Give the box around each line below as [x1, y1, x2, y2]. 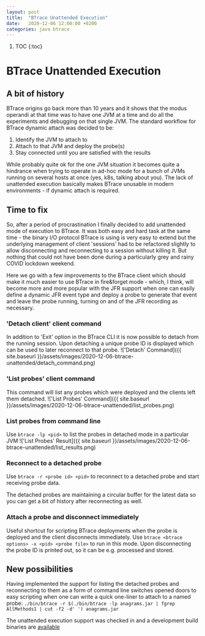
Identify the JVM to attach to [15, 136, 88, 144]
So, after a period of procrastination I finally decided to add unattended [6, 221, 185, 228]
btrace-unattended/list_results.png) [6, 443, 96, 451]
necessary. [6, 304, 35, 312]
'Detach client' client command [6, 319, 102, 328]
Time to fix [6, 204, 48, 215]
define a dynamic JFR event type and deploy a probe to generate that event [6, 291, 197, 298]
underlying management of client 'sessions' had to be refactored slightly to [6, 240, 196, 248]
